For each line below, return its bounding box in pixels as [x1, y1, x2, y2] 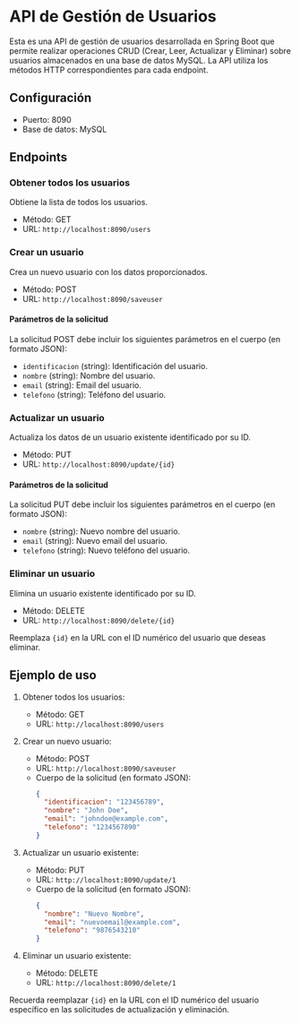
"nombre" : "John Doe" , [43, 806, 129, 815]
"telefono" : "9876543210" [43, 925, 141, 935]
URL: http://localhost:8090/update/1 [35, 873, 176, 884]
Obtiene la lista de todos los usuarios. [9, 197, 148, 208]
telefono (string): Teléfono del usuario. [21, 389, 167, 400]
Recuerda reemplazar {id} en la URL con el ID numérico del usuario [9, 994, 260, 1005]
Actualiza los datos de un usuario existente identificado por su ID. [9, 432, 252, 443]
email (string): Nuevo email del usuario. [21, 536, 168, 546]
